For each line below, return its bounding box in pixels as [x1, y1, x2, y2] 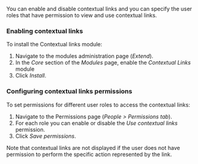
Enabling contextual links [6, 27, 83, 35]
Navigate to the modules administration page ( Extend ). [15, 52, 154, 60]
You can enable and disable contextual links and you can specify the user [6, 5, 192, 12]
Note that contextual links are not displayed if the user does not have [6, 144, 180, 151]
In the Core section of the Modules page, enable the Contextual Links [15, 59, 191, 66]
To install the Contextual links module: [6, 41, 102, 48]
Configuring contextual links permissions [6, 87, 133, 96]
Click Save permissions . [15, 132, 77, 140]
